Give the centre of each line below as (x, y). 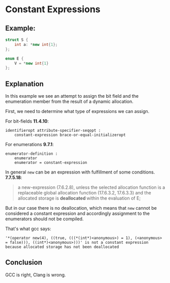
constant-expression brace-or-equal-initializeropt (70, 135)
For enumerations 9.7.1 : (30, 145)
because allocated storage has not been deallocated (62, 247)
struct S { (17, 40)
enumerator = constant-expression (51, 163)
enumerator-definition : (31, 154)
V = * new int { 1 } (32, 63)
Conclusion (24, 262)
